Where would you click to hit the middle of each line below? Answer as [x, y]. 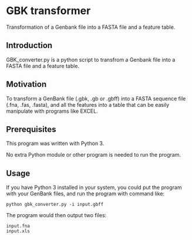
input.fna [18, 226]
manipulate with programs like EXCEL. [52, 111]
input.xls [18, 231]
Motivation [26, 84]
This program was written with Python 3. [55, 143]
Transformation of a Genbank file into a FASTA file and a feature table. [91, 27]
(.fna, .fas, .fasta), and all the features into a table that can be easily [88, 104]
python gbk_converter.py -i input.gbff [55, 204]
